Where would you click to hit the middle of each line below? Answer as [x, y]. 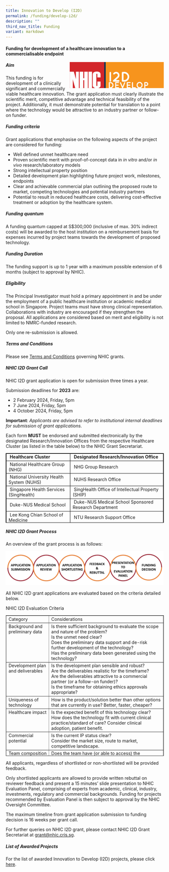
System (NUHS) [25, 482]
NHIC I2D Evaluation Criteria [35, 608]
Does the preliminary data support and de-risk [99, 642]
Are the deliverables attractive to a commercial [99, 676]
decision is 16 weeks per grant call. [42, 820]
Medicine [18, 520]
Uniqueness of [24, 700]
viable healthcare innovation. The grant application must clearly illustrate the [85, 94]
